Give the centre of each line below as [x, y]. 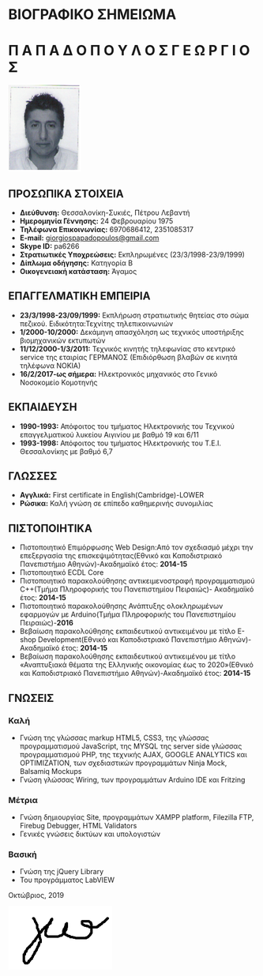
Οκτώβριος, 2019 [36, 895]
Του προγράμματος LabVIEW [67, 880]
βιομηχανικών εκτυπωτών [62, 340]
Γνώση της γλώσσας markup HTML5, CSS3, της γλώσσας [114, 738]
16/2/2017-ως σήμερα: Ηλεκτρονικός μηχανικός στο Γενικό [118, 374]
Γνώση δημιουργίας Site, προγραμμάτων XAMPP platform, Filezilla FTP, [137, 817]
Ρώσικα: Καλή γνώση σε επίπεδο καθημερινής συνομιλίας [116, 504]
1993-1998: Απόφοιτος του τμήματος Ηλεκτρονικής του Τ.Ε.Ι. [120, 443]
